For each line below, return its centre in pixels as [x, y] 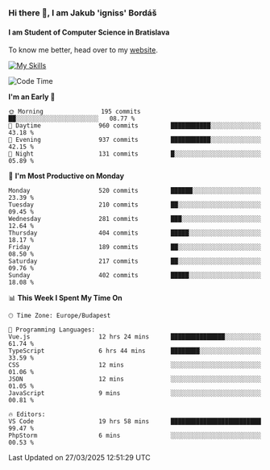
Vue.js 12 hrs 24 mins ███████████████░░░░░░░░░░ [135, 337]
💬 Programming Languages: [52, 330]
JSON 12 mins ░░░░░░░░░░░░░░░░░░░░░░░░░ [135, 379]
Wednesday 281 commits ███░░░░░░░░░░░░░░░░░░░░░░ [135, 219]
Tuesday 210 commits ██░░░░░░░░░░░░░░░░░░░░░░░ [135, 205]
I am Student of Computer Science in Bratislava [89, 32]
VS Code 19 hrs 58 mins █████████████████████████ [135, 422]
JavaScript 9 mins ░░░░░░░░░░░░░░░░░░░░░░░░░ [135, 393]
